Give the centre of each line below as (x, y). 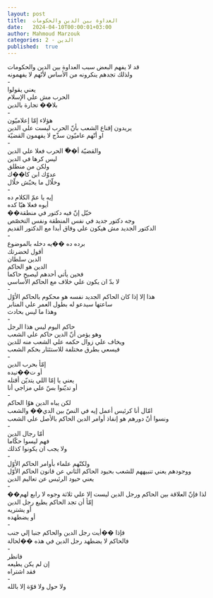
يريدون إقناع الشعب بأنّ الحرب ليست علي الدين (70, 128)
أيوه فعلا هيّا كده (28, 205)
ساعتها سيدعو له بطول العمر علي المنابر (60, 304)
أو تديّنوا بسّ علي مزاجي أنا (42, 387)
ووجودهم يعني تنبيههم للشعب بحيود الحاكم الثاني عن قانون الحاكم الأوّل (99, 471)
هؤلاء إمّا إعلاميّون (30, 120)
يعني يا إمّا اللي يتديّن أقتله (41, 380)
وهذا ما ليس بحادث (32, 311)
